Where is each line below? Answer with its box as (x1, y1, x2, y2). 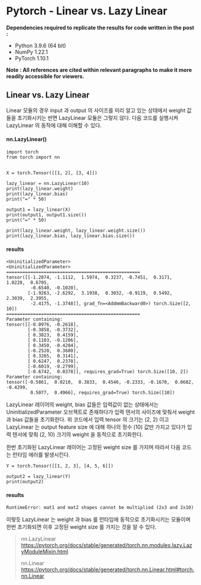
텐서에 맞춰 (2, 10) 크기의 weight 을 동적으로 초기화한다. (12, 431, 144, 438)
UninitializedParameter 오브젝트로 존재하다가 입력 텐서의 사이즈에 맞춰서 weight (6, 408, 195, 416)
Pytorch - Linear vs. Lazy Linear (6, 4, 167, 18)
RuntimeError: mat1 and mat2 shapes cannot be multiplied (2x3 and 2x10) (6, 505, 194, 511)
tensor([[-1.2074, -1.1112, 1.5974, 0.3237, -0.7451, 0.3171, (6, 274, 172, 281)
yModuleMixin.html (20, 548, 69, 555)
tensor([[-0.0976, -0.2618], (6, 322, 79, 328)
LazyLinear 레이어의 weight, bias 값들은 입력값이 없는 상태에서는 (6, 401, 159, 408)
